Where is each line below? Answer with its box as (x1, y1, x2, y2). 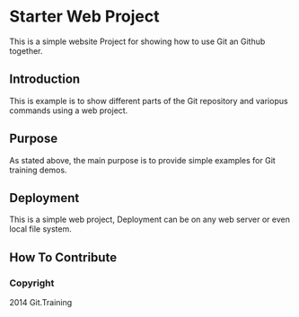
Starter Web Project (9, 6, 160, 27)
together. (9, 45, 43, 56)
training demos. (9, 164, 67, 175)
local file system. (9, 224, 72, 234)
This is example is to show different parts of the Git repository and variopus (9, 95, 289, 106)
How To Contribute (9, 250, 118, 265)
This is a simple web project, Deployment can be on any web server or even (9, 214, 290, 225)
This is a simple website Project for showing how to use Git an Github (9, 36, 266, 47)
